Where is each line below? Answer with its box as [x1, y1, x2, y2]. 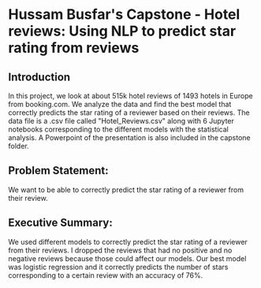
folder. [8, 142, 29, 150]
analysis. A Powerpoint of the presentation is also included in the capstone [8, 133, 251, 142]
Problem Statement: [8, 164, 109, 178]
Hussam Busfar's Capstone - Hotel [8, 6, 240, 24]
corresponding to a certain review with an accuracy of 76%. [8, 270, 203, 280]
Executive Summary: [8, 216, 113, 230]
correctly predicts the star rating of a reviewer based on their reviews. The [8, 108, 250, 117]
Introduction [8, 70, 71, 83]
